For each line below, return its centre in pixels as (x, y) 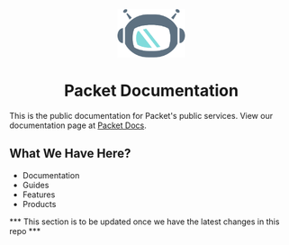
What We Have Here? (70, 154)
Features (39, 195)
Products (39, 204)
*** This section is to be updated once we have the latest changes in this (144, 222)
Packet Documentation (151, 91)
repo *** (25, 231)
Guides (36, 185)
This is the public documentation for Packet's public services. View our (141, 115)
